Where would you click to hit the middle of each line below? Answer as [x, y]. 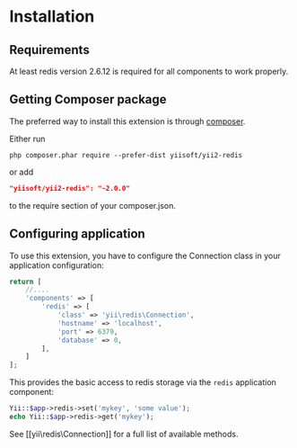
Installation [52, 17]
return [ [26, 282]
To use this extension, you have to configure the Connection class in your [145, 255]
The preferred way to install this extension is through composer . [127, 121]
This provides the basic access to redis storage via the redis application [143, 382]
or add [22, 172]
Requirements [49, 50]
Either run [27, 139]
